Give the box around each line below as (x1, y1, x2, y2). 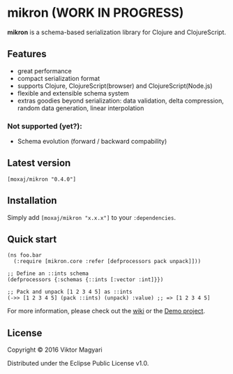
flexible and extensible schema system (17, 89, 129, 97)
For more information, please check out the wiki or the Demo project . (7, 307, 206, 315)
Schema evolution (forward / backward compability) (17, 137, 167, 146)
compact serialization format (17, 74, 100, 82)
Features (7, 48, 47, 60)
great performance (17, 66, 72, 75)
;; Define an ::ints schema (7, 270, 89, 277)
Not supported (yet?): (7, 121, 82, 130)
